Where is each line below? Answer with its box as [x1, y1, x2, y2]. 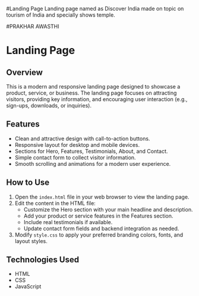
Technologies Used [6, 255, 79, 265]
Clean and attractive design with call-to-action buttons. [14, 135, 150, 142]
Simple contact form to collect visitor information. [14, 154, 136, 161]
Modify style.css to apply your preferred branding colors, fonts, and [14, 231, 184, 238]
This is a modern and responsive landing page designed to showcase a [6, 83, 181, 90]
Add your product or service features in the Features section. [23, 212, 173, 219]
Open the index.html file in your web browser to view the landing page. [14, 193, 189, 200]
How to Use [6, 178, 50, 188]
